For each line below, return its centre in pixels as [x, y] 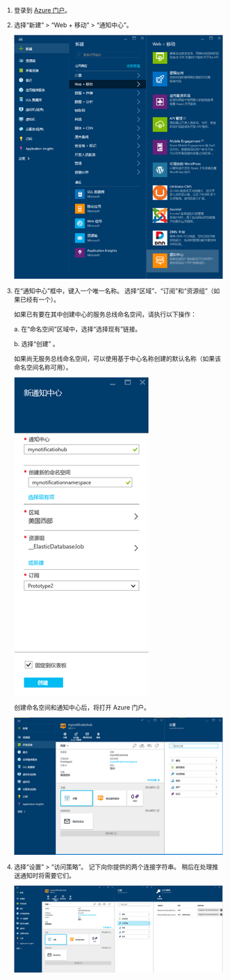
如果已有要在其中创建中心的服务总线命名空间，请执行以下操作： [105, 314]
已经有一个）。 [40, 300]
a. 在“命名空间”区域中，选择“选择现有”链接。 [77, 329]
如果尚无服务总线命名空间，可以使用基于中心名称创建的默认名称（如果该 [117, 359]
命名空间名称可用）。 [43, 368]
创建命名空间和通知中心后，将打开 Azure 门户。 [82, 708]
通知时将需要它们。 [47, 876]
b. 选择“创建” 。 [36, 344]
